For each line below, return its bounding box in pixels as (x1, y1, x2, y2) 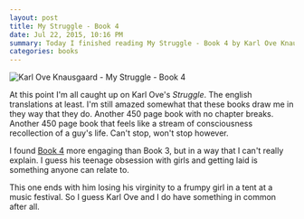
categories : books (9, 47, 79, 56)
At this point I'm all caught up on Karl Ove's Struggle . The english (9, 90, 252, 100)
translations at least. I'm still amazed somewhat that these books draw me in (9, 99, 294, 109)
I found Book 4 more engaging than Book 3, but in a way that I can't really (9, 146, 284, 157)
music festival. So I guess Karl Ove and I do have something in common (9, 192, 277, 203)
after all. (9, 201, 41, 213)
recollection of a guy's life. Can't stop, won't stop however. (9, 128, 229, 138)
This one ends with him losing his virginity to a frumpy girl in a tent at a (9, 182, 273, 193)
